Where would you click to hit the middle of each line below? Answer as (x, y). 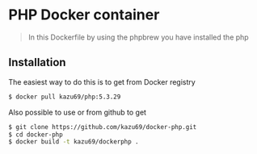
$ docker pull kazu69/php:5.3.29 (65, 97)
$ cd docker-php (36, 135)
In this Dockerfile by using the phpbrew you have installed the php (138, 37)
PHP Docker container (84, 15)
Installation (37, 62)
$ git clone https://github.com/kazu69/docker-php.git (103, 127)
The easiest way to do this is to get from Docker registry (102, 81)
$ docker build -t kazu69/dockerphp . (74, 142)
